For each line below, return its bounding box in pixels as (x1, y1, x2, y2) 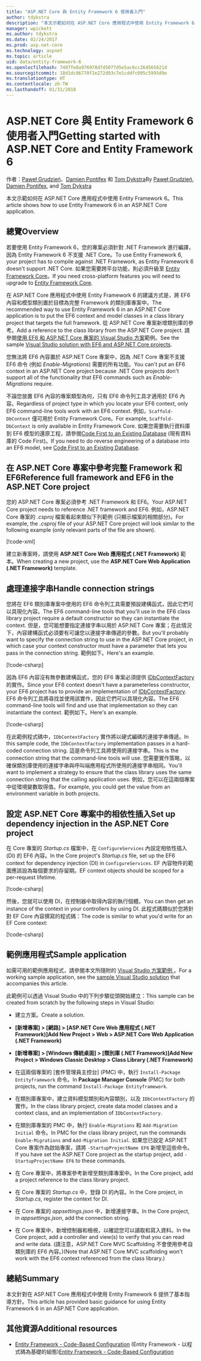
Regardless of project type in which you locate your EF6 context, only (17, 400, 188, 407)
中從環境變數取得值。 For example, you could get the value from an (6, 783, 170, 790)
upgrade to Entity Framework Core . (6, 279, 93, 286)
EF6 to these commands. (65, 1157, 126, 1164)
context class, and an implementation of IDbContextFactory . (14, 1109, 163, 1116)
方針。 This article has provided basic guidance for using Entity (11, 1298, 166, 1305)
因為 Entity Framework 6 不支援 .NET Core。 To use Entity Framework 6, (6, 251, 182, 258)
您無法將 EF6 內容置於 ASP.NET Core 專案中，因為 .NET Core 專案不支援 (6, 353, 185, 360)
